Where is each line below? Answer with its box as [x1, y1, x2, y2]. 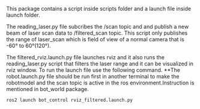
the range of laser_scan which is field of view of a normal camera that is [6, 36, 184, 43]
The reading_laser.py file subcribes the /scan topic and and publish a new [6, 23, 189, 30]
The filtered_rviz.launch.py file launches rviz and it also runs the [6, 54, 165, 60]
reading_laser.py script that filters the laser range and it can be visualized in [6, 60, 194, 67]
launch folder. [6, 11, 40, 19]
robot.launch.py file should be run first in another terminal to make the [6, 73, 180, 80]
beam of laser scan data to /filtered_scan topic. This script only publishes [6, 29, 188, 37]
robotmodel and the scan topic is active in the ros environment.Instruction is [6, 79, 195, 86]
